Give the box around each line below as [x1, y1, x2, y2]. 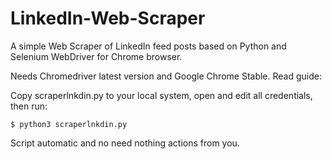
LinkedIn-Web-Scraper [10, 7, 206, 30]
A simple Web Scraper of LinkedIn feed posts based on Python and [10, 40, 287, 52]
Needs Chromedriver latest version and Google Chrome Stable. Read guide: [10, 70, 322, 82]
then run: [10, 100, 48, 112]
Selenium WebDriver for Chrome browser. [10, 50, 183, 62]
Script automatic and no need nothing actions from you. [10, 137, 240, 149]
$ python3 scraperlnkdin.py [10, 119, 128, 129]
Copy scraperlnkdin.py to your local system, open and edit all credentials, [10, 89, 313, 101]
